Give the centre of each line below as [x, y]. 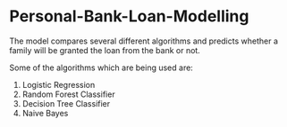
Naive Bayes [45, 113]
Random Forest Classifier [68, 94]
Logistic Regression [59, 84]
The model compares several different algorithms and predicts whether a [144, 41]
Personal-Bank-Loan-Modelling [129, 16]
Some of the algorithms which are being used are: [101, 67]
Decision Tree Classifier [66, 103]
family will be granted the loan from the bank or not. [105, 50]
